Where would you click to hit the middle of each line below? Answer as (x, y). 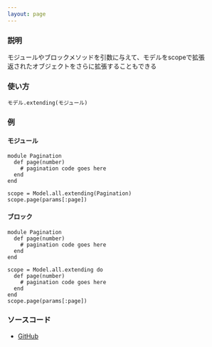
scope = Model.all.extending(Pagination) (70, 193)
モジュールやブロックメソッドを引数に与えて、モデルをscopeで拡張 (106, 57)
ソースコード (29, 320)
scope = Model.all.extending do (55, 270)
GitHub (28, 336)
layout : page (27, 14)
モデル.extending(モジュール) (48, 103)
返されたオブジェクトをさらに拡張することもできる (82, 66)
